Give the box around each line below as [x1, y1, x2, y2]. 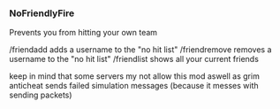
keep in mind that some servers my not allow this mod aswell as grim [9, 71, 261, 82]
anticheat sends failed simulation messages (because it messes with [9, 81, 259, 91]
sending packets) [9, 90, 72, 100]
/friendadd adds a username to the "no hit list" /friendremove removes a [9, 44, 272, 55]
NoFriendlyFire [9, 7, 75, 19]
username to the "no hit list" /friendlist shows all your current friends [9, 54, 259, 65]
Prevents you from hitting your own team [9, 27, 157, 38]
